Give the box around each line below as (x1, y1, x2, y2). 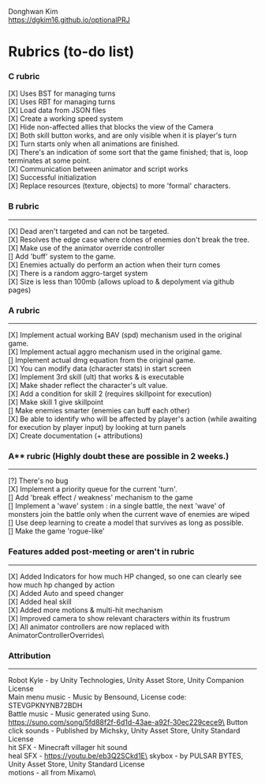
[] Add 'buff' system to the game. (8, 251, 116, 261)
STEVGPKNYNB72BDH (8, 700, 83, 710)
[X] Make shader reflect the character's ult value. (8, 381, 168, 390)
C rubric (8, 71, 40, 82)
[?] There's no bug (8, 476, 69, 485)
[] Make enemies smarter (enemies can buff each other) (8, 406, 191, 416)
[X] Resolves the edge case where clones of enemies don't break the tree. (8, 235, 250, 244)
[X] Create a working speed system (8, 114, 124, 123)
